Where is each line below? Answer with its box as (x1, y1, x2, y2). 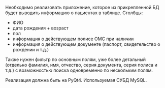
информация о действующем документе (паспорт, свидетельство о (12, 41, 160, 47)
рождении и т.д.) (12, 47, 49, 52)
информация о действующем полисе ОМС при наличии (12, 36, 134, 42)
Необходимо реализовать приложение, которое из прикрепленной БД (5, 5, 159, 10)
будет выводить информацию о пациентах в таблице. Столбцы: (5, 10, 143, 16)
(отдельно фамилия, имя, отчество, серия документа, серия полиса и (5, 62, 157, 68)
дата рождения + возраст (12, 25, 69, 31)
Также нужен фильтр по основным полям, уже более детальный (5, 56, 146, 63)
